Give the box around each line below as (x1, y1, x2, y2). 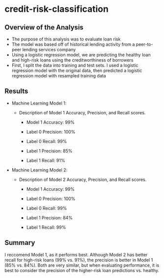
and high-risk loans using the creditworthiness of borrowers (11, 57, 134, 63)
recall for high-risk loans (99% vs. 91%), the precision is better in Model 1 (4, 257, 153, 263)
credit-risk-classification (4, 3, 109, 15)
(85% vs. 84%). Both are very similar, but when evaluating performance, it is (4, 262, 160, 268)
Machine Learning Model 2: (11, 167, 68, 173)
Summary (4, 239, 35, 247)
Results (4, 87, 28, 96)
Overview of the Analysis (4, 23, 84, 32)
